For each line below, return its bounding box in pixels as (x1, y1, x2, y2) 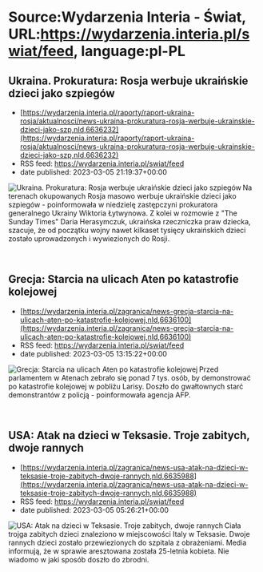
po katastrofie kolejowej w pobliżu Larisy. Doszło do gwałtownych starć (8, 381, 244, 391)
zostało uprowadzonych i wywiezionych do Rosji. (8, 234, 170, 244)
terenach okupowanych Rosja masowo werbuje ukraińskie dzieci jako (8, 191, 237, 200)
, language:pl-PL (73, 42, 186, 60)
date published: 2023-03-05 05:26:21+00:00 (19, 505, 169, 514)
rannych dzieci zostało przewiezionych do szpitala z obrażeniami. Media (8, 538, 247, 547)
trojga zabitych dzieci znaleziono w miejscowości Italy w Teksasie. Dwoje (8, 529, 250, 538)
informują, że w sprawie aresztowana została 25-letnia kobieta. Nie (8, 546, 229, 556)
